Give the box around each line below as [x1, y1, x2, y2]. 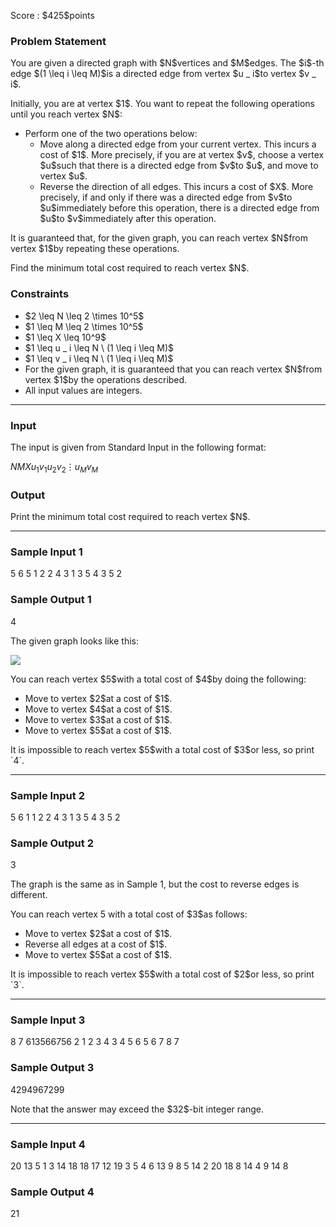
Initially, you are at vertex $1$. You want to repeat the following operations [10, 98, 316, 110]
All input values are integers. [24, 384, 143, 396]
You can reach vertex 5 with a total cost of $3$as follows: [10, 908, 248, 920]
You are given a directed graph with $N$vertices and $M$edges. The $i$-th [10, 57, 325, 69]
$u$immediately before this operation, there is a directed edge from [39, 202, 320, 214]
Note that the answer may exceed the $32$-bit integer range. [10, 1103, 264, 1115]
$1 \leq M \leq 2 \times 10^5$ [24, 320, 144, 332]
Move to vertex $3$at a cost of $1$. [24, 713, 173, 725]
